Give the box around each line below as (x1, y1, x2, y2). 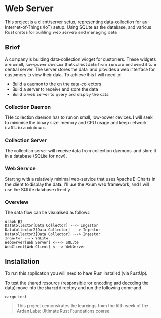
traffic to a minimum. (5, 125, 46, 131)
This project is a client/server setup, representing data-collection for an (5, 19, 147, 25)
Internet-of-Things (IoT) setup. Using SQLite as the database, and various (5, 24, 151, 30)
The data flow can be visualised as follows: (5, 209, 91, 215)
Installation (5, 257, 40, 266)
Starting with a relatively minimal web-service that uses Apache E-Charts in (5, 176, 156, 182)
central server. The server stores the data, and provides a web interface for (5, 66, 155, 72)
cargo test (5, 294, 27, 299)
